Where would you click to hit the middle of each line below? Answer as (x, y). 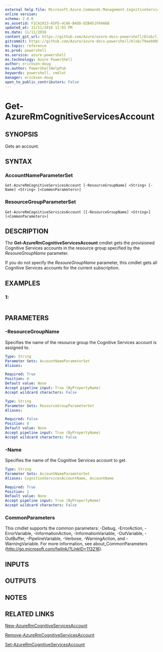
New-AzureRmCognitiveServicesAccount (46, 626)
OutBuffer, (15, 538)
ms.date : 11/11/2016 (26, 32)
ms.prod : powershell (26, 50)
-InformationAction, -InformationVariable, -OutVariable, (89, 534)
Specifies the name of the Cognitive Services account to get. (66, 460)
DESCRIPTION (27, 231)
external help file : (26, 10)
